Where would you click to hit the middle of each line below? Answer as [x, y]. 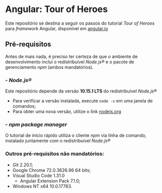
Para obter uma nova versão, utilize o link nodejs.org [67, 112]
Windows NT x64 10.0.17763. [42, 186]
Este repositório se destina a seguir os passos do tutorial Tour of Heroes [80, 23]
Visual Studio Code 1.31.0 [39, 175]
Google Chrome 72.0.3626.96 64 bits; [52, 170]
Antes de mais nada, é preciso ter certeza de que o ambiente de [71, 56]
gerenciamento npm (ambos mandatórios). [49, 67]
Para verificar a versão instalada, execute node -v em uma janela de [83, 101]
